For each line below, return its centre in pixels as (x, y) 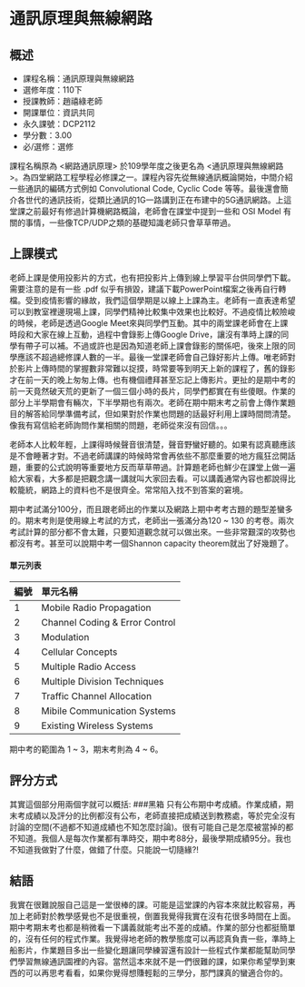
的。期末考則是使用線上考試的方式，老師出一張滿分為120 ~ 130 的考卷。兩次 (152, 520)
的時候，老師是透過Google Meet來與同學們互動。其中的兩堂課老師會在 (141, 322)
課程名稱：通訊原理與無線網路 (78, 79)
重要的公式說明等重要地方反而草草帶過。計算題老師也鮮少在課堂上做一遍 (160, 467)
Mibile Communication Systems (108, 711)
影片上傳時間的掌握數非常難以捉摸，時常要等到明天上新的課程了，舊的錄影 (156, 368)
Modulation (65, 637)
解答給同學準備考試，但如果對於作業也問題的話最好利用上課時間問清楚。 (160, 413)
